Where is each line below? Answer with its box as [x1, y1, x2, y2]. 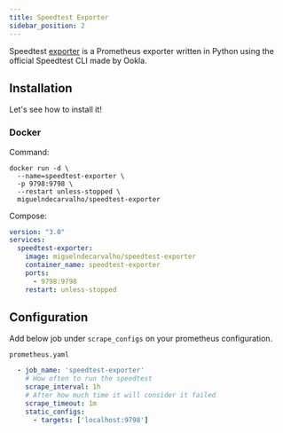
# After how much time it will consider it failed [25, 391, 216, 400]
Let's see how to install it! [9, 104, 102, 115]
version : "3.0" [9, 227, 66, 236]
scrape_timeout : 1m [25, 398, 98, 408]
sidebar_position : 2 [9, 21, 86, 30]
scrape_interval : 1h [25, 382, 101, 391]
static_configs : [25, 407, 86, 416]
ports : [25, 268, 50, 278]
